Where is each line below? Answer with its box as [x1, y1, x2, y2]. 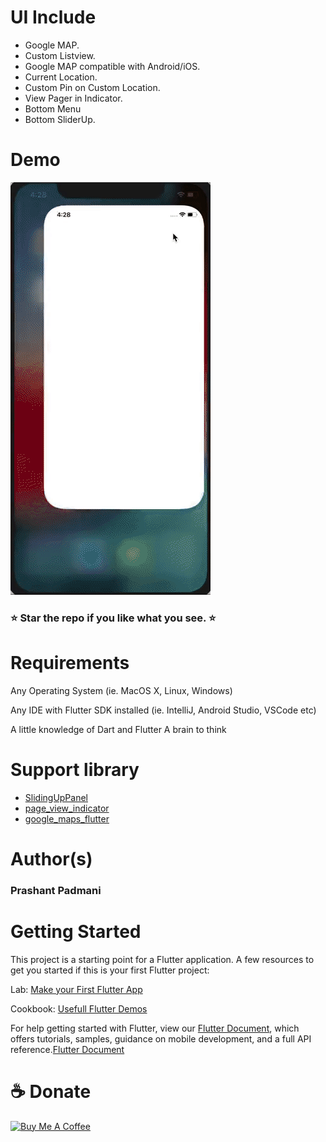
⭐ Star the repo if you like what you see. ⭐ [10, 611, 217, 625]
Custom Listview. [24, 49, 96, 61]
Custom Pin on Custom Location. [24, 81, 161, 93]
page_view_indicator [24, 802, 110, 814]
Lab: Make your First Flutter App [10, 983, 143, 995]
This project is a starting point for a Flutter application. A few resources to [10, 953, 315, 965]
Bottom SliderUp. [24, 113, 96, 125]
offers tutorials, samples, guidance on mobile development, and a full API [10, 1032, 312, 1045]
